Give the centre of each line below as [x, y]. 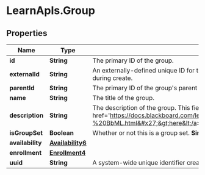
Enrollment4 [67, 153]
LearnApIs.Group [51, 11]
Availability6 [68, 143]
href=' [101, 115]
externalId [24, 74]
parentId [22, 88]
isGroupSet [26, 133]
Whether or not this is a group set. [141, 133]
